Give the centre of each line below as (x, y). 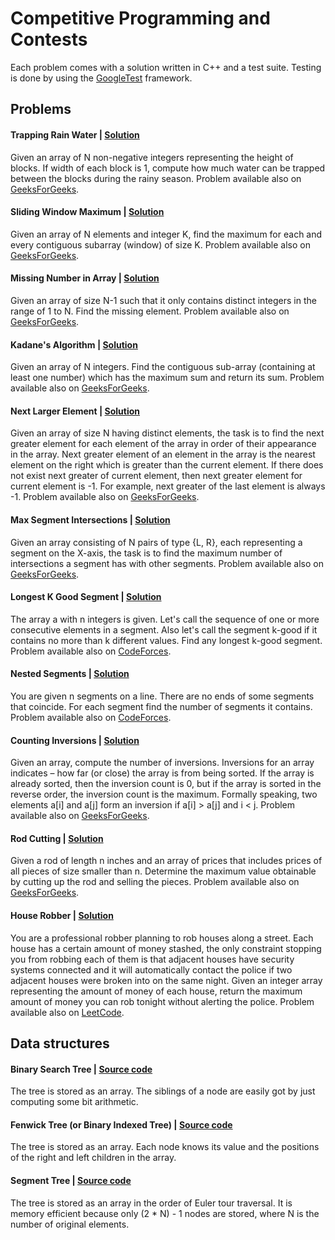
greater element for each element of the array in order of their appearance (163, 444)
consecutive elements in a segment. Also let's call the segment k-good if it (164, 629)
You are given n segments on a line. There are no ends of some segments (162, 696)
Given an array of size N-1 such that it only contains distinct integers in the (163, 300)
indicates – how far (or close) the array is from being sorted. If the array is (162, 773)
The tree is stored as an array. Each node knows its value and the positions (165, 1147)
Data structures (60, 1043)
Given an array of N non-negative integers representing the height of (152, 157)
